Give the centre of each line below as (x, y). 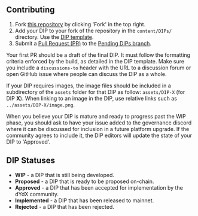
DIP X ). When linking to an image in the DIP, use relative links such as (92, 98)
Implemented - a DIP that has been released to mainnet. (84, 200)
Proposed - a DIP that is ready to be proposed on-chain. (84, 181)
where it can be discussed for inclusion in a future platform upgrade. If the (98, 129)
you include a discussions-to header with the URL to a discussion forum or (99, 68)
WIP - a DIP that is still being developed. (65, 175)
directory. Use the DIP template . (54, 37)
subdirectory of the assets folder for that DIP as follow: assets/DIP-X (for (96, 92)
